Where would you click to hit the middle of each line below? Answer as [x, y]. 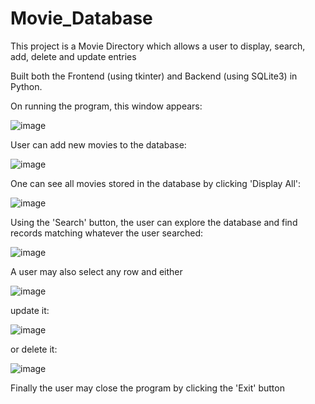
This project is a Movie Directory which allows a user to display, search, [158, 46]
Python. [26, 86]
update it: [30, 310]
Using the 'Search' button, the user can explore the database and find [154, 222]
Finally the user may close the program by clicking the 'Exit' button [147, 388]
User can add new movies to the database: [98, 144]
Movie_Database [81, 18]
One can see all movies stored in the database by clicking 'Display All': [156, 183]
